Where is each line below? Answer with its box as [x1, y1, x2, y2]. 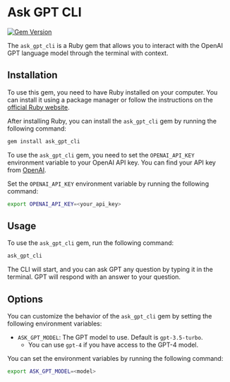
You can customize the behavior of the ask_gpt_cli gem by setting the [7, 312, 212, 320]
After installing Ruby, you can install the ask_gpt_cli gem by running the [7, 117, 217, 125]
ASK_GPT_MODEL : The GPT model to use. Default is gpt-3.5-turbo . [17, 333, 203, 341]
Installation [7, 69, 58, 81]
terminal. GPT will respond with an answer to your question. [7, 273, 181, 281]
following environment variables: [7, 319, 102, 328]
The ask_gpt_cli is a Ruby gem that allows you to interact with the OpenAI [7, 41, 224, 49]
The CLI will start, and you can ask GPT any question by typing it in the [7, 265, 213, 274]
